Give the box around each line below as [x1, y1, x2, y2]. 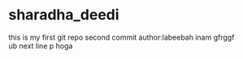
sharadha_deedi [8, 6, 119, 24]
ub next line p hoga [8, 40, 73, 50]
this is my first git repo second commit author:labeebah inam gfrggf [8, 32, 235, 42]
